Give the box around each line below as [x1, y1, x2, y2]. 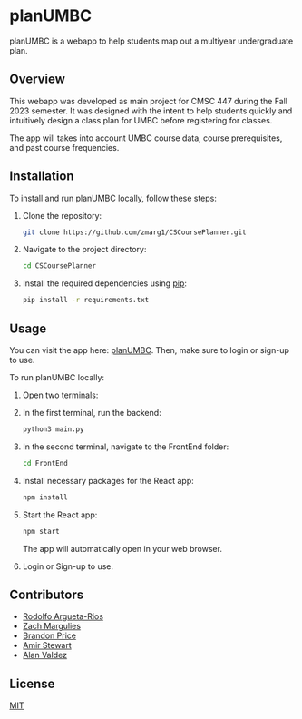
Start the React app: [22, 509, 98, 520]
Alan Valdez [22, 650, 68, 661]
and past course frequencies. [9, 142, 120, 153]
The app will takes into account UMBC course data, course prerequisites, [9, 133, 283, 143]
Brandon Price [22, 630, 77, 641]
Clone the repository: [22, 210, 102, 221]
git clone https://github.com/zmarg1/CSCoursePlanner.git [22, 228, 247, 237]
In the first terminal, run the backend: [22, 408, 161, 418]
